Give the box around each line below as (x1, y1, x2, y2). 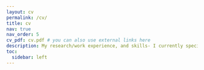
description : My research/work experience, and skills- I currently (6, 43, 183, 49)
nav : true (6, 26, 32, 32)
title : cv (6, 20, 32, 26)
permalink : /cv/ (6, 15, 47, 21)
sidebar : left (12, 54, 47, 60)
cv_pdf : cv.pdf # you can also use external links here (6, 37, 151, 43)
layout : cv (6, 9, 34, 15)
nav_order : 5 (6, 32, 39, 38)
